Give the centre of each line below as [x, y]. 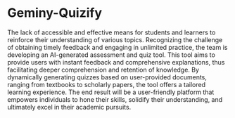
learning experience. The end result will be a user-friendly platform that [111, 92]
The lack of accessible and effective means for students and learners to [112, 32]
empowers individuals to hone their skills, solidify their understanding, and [115, 99]
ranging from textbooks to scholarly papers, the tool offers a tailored [107, 84]
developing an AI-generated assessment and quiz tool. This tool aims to [112, 55]
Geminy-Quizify [55, 13]
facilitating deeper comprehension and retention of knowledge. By [103, 70]
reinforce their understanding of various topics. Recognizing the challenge [115, 39]
